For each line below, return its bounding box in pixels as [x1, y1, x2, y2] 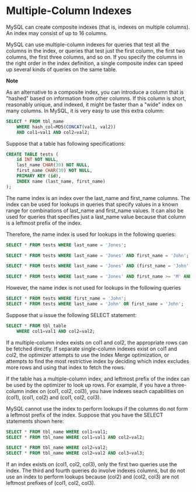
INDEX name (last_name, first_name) [16, 178, 106, 184]
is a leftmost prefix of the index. [6, 219, 83, 226]
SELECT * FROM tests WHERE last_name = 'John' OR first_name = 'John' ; [6, 301, 184, 307]
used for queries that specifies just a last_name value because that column [6, 213, 186, 220]
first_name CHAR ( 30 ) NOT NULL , [16, 168, 93, 174]
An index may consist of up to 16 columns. [6, 29, 108, 36]
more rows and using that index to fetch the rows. [6, 364, 125, 371]
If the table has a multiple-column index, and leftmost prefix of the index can [6, 375, 190, 382]
